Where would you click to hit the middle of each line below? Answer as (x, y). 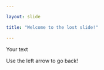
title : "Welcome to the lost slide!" (52, 27)
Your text (17, 49)
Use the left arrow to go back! (42, 61)
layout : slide (24, 16)
